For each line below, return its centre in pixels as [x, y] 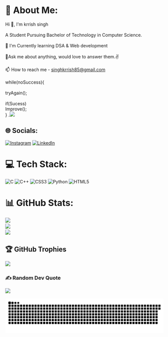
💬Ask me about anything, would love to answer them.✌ [62, 56]
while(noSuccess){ [25, 82]
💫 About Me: [32, 10]
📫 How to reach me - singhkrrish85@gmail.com [55, 70]
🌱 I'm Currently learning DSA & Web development [57, 45]
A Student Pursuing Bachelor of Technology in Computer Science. [74, 35]
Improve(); [16, 109]
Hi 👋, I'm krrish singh [27, 24]
